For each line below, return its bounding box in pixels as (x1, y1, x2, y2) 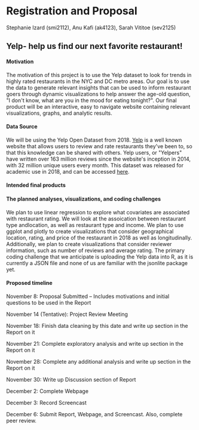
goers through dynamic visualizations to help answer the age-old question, (6, 90, 191, 97)
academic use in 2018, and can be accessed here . (6, 168, 130, 175)
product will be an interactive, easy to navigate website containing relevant (6, 103, 191, 110)
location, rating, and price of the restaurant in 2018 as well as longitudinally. (6, 234, 192, 241)
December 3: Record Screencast (6, 399, 87, 406)
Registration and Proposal (6, 4, 137, 18)
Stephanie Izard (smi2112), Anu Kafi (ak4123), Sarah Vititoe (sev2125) (6, 24, 176, 31)
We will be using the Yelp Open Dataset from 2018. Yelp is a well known (6, 136, 182, 143)
